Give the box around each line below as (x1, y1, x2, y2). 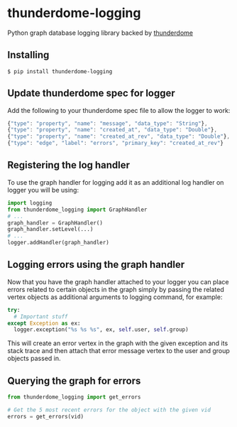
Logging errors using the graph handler (7, 259, 185, 271)
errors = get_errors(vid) (7, 413, 84, 420)
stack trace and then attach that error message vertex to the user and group (7, 347, 231, 355)
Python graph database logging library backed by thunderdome (7, 28, 194, 37)
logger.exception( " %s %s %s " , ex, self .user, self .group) (13, 326, 189, 333)
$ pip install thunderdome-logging (7, 67, 113, 75)
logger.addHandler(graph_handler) (7, 239, 110, 247)
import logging (7, 199, 53, 207)
